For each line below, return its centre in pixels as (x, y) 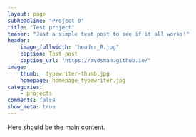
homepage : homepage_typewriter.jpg (73, 80)
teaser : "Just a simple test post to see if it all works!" (99, 34)
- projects (36, 93)
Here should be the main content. (56, 127)
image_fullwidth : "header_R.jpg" (70, 47)
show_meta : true (31, 107)
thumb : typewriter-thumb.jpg (65, 73)
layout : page (27, 14)
